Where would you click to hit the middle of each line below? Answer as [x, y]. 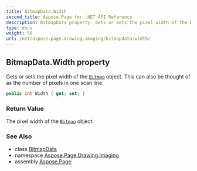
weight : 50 [19, 33]
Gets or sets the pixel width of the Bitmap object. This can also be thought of [98, 76]
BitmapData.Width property [58, 62]
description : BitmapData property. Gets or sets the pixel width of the [97, 22]
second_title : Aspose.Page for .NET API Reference [69, 17]
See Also [19, 136]
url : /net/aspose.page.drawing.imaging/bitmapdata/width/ [78, 39]
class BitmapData [36, 149]
